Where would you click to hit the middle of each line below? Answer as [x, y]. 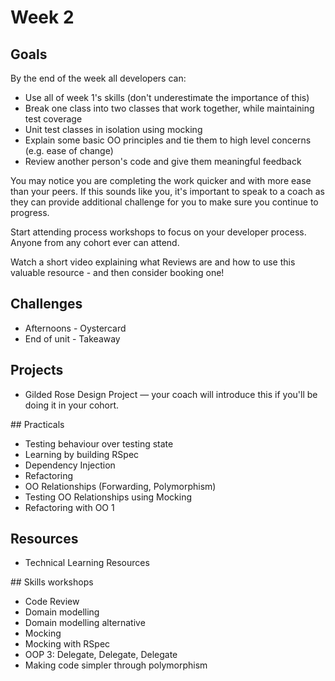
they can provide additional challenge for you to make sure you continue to [164, 202]
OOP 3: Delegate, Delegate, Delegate [101, 655]
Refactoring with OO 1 [69, 507]
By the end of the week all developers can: [98, 78]
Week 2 [42, 17]
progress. [30, 212]
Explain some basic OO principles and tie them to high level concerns [168, 140]
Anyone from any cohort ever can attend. [95, 242]
